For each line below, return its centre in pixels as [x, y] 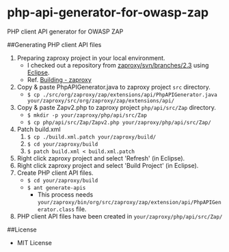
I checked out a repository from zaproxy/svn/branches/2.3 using [118, 65]
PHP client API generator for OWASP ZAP [65, 31]
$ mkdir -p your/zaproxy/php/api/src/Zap [87, 115]
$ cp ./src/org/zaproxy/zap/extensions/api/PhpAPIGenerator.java [122, 95]
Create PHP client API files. [55, 173]
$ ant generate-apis [56, 188]
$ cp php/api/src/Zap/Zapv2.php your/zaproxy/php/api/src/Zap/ [119, 122]
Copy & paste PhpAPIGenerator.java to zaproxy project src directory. [113, 87]
